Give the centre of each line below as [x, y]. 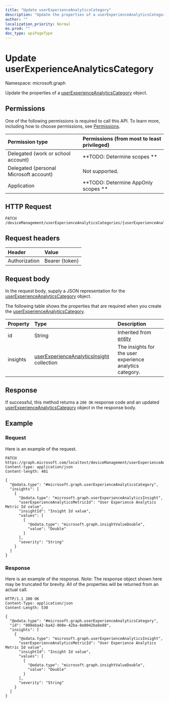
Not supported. [101, 171]
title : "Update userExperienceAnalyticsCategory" [58, 10]
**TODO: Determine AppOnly [118, 182]
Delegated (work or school [39, 153]
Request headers [33, 238]
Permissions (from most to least [122, 138]
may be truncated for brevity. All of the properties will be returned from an [82, 584]
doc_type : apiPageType [29, 33]
